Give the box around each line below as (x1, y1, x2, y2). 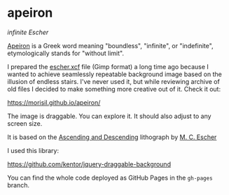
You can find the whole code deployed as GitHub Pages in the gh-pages (7, 173, 213, 182)
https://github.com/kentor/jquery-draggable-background (7, 159, 172, 168)
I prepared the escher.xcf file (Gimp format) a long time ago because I (7, 62, 209, 71)
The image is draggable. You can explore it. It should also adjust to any (7, 112, 211, 120)
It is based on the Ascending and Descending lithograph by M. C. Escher (7, 133, 217, 141)
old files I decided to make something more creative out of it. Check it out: (7, 85, 221, 93)
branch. (7, 180, 30, 189)
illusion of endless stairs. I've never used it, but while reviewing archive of (7, 77, 221, 85)
